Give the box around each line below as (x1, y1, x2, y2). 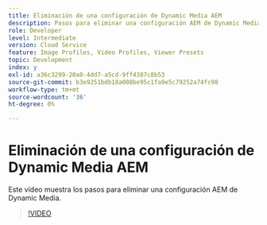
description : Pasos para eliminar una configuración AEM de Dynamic (8, 19, 240, 27)
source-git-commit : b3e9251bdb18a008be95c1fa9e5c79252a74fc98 (8, 78, 219, 86)
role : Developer (8, 26, 62, 34)
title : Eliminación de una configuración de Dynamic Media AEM (8, 11, 222, 20)
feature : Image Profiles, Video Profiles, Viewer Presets (8, 48, 204, 56)
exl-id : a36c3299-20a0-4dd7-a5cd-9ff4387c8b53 (8, 71, 165, 79)
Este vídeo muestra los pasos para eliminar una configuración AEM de (8, 184, 238, 195)
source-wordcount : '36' (8, 93, 87, 101)
